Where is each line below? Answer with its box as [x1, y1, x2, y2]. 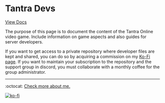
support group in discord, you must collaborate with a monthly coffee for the [5, 64, 160, 70]
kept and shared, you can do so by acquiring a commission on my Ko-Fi [5, 53, 151, 59]
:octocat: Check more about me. [5, 83, 70, 89]
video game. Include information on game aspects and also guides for [5, 34, 147, 40]
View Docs [5, 19, 27, 25]
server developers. [5, 39, 43, 44]
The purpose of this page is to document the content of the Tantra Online [5, 28, 153, 34]
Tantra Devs [5, 3, 55, 14]
